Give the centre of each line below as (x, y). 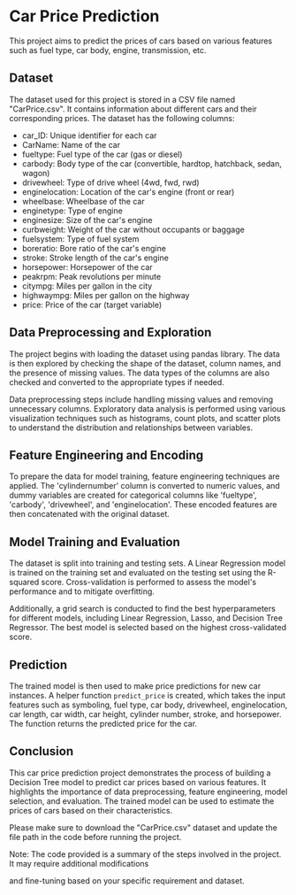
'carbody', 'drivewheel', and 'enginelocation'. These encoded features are (143, 505)
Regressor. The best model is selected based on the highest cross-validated (148, 628)
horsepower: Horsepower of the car (87, 266)
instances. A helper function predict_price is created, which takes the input (147, 695)
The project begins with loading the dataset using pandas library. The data (144, 354)
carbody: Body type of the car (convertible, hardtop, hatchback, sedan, (152, 163)
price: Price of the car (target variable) (92, 305)
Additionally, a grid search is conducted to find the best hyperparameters (142, 609)
